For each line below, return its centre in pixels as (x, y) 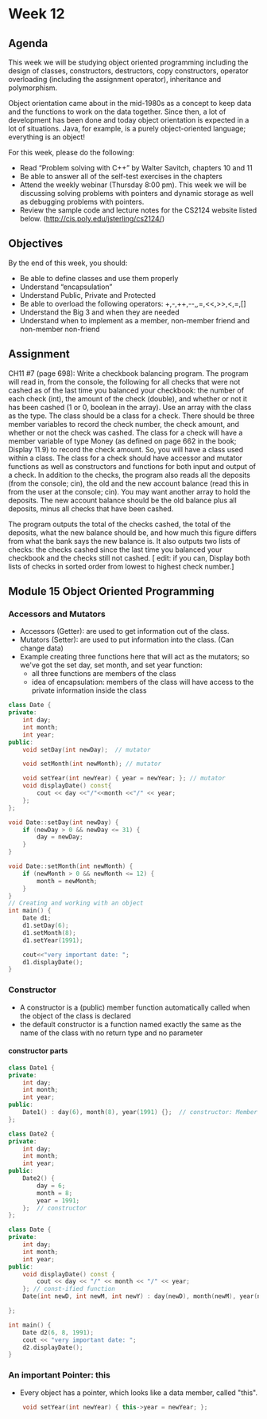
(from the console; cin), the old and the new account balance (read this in (128, 483)
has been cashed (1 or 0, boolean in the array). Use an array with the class (130, 407)
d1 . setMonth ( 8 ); (50, 932)
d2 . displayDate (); (53, 1347)
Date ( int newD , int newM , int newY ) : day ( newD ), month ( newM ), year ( (140, 1296)
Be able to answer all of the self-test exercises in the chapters (121, 176)
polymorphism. (33, 88)
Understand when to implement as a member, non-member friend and (135, 320)
